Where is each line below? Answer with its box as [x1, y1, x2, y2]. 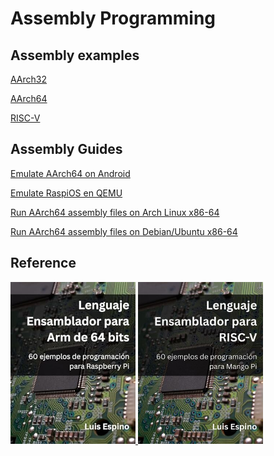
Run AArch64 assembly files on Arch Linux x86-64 [10, 206, 220, 218]
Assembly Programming [10, 7, 217, 30]
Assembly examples [10, 47, 140, 64]
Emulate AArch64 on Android [10, 167, 131, 179]
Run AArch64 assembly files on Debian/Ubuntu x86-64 [10, 225, 238, 237]
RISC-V [10, 112, 41, 124]
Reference [10, 255, 77, 272]
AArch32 [10, 73, 48, 85]
